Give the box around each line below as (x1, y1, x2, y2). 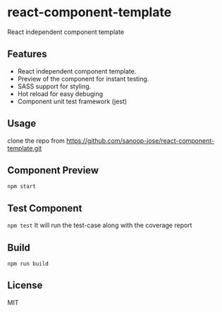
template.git (7, 144, 42, 152)
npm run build (7, 260, 49, 267)
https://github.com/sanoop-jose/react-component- (66, 136, 215, 145)
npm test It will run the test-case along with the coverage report (7, 221, 192, 230)
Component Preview (7, 164, 99, 176)
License (7, 279, 43, 291)
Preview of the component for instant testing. (17, 74, 149, 83)
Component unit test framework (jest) (17, 97, 128, 105)
